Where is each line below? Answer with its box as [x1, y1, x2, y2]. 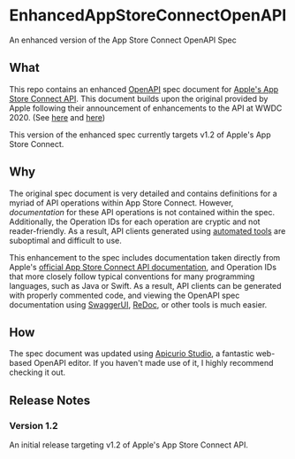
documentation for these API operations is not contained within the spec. [9, 206, 276, 217]
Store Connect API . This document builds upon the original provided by [9, 93, 269, 104]
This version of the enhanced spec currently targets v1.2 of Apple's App [9, 129, 271, 140]
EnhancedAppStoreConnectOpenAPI [9, 5, 287, 26]
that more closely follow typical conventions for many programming [9, 271, 255, 282]
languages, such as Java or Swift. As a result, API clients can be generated [9, 280, 282, 291]
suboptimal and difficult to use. [9, 235, 122, 245]
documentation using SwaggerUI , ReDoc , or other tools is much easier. [9, 299, 268, 310]
